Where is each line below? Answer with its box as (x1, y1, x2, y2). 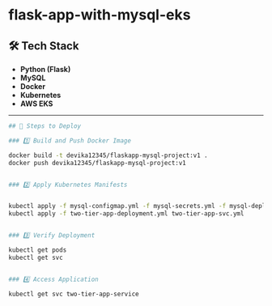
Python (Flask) (19, 65, 71, 74)
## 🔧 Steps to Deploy (8, 122, 82, 130)
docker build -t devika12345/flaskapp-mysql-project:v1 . (8, 151, 208, 159)
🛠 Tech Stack (8, 39, 79, 53)
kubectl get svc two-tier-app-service (8, 290, 139, 298)
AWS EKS (19, 99, 53, 108)
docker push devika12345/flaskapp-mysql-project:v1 (8, 159, 186, 167)
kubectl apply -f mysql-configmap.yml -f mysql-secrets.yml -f (8, 202, 227, 210)
